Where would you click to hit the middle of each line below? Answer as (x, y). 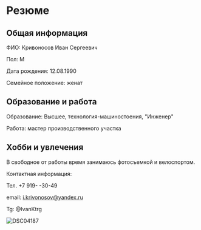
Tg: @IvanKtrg (24, 209)
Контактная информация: (39, 174)
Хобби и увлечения (45, 147)
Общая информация (47, 33)
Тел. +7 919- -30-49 (32, 185)
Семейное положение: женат (45, 83)
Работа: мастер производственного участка (64, 128)
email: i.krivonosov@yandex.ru (45, 197)
